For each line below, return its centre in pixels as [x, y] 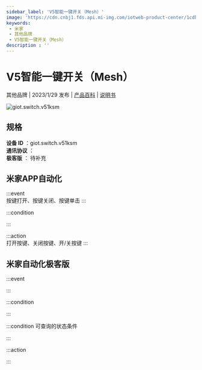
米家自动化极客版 [38, 264]
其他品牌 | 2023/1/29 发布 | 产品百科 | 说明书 [61, 94]
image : [14, 17]
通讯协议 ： [20, 150]
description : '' [28, 46]
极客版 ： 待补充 [26, 158]
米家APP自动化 [34, 179]
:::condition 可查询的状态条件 [42, 326]
